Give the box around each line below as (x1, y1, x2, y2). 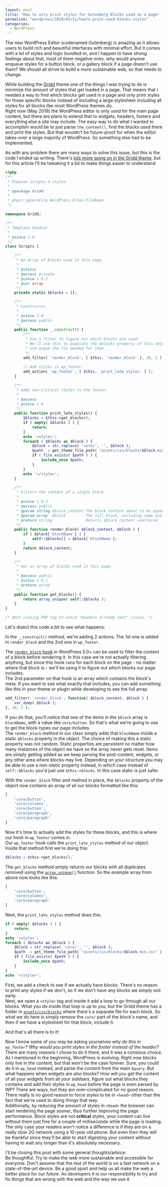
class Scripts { (5, 244, 39, 249)
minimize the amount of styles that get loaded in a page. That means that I (5, 87, 158, 93)
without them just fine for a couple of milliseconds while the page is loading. (5, 1118, 162, 1124)
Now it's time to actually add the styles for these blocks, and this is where (5, 829, 157, 835)
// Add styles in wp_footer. (23, 364, 84, 370)
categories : (5, 21, 30, 27)
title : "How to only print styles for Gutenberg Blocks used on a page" (5, 12, 160, 17)
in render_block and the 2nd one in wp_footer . (5, 639, 100, 645)
